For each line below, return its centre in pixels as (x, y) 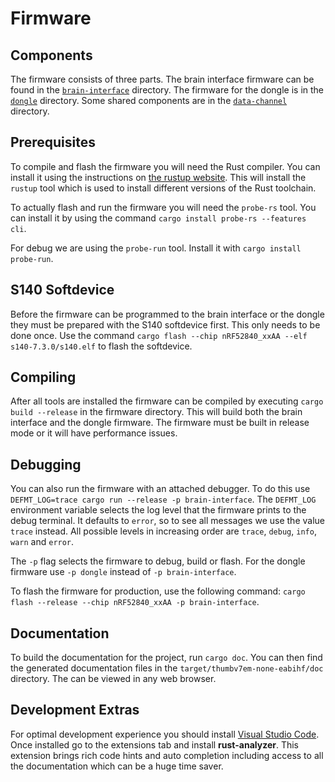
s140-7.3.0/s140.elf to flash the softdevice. (101, 346)
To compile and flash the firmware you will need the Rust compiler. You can (165, 166)
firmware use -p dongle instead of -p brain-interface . (123, 572)
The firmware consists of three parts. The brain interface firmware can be (162, 79)
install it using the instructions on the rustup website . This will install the (158, 177)
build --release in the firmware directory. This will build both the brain (156, 412)
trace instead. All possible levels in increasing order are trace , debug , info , (163, 531)
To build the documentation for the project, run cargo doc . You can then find (166, 658)
